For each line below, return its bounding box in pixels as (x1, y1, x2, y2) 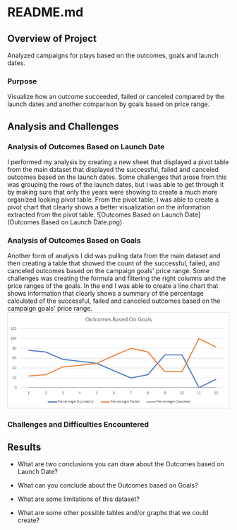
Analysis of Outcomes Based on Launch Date (7, 142, 165, 151)
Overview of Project (7, 33, 97, 45)
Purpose (7, 76, 37, 86)
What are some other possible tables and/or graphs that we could (17, 509, 209, 517)
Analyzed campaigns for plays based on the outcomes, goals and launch (7, 51, 219, 59)
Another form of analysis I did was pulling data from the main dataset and (7, 252, 221, 260)
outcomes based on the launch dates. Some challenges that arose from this (7, 173, 227, 181)
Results (7, 441, 42, 453)
